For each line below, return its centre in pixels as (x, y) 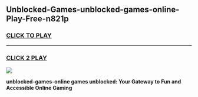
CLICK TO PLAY (29, 36)
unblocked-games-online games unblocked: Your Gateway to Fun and (94, 81)
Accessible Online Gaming (39, 88)
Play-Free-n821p (37, 19)
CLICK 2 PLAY (27, 58)
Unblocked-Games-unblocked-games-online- (93, 10)
